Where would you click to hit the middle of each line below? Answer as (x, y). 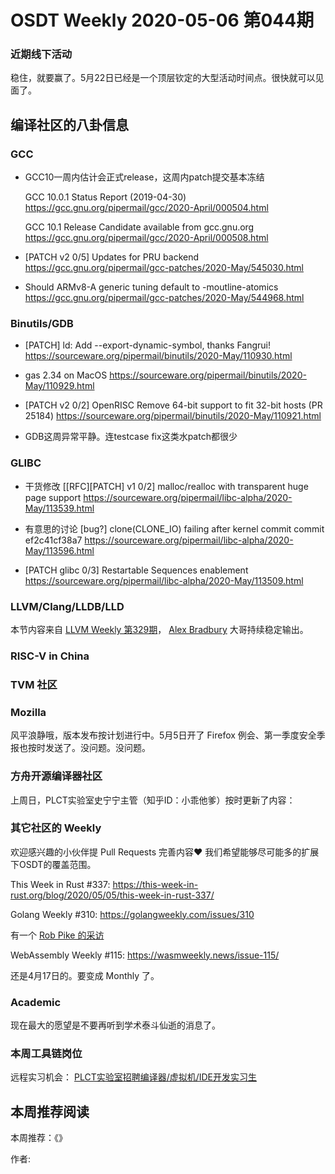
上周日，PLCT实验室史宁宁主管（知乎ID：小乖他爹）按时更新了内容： (153, 800)
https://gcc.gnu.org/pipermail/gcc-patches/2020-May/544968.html (164, 298)
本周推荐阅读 (50, 1111)
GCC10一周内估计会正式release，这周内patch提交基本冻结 (144, 177)
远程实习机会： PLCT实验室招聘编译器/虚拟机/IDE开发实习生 (134, 1077)
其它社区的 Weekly (56, 828)
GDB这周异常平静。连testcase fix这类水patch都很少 (131, 437)
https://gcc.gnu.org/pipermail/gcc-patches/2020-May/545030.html (164, 268)
